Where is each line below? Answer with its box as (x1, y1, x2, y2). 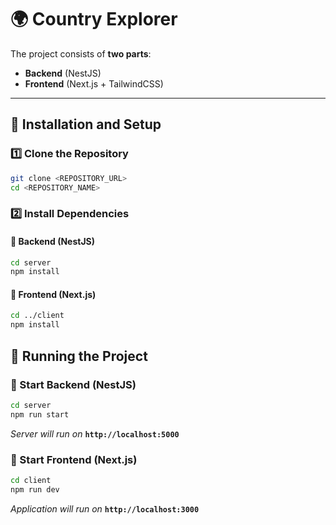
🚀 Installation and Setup (10, 116, 162, 133)
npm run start (10, 409, 70, 420)
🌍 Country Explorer (10, 8, 178, 31)
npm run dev (10, 484, 60, 495)
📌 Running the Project (10, 347, 148, 365)
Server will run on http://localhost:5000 (10, 427, 180, 440)
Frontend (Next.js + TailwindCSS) (24, 77, 164, 90)
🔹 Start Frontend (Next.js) (10, 452, 138, 466)
